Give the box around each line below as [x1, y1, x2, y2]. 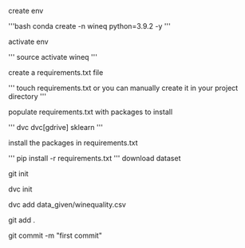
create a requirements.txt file [8, 68, 104, 77]
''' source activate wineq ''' [8, 53, 98, 61]
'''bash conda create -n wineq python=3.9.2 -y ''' [8, 22, 172, 30]
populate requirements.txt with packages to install [8, 107, 173, 116]
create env [8, 6, 44, 15]
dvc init [8, 184, 33, 194]
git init [8, 169, 30, 178]
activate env [8, 37, 49, 46]
